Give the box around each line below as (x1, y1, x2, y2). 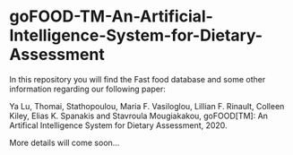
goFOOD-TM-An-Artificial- (9, 6, 213, 27)
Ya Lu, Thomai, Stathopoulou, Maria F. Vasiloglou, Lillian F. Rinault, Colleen (9, 100, 285, 111)
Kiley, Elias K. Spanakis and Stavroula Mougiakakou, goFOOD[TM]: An (9, 110, 269, 121)
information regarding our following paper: (9, 83, 166, 94)
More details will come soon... (9, 137, 120, 148)
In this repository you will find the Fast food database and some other (9, 73, 266, 84)
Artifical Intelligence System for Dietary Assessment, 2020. (9, 119, 228, 131)
